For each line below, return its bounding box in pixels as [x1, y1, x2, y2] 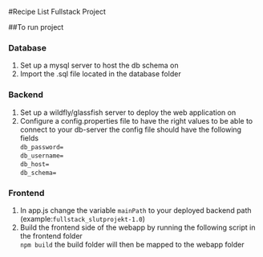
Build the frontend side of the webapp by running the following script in [19, 222, 256, 232]
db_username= [19, 152, 64, 160]
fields [19, 133, 38, 143]
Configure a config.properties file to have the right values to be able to [19, 116, 253, 125]
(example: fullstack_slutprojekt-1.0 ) [19, 214, 146, 223]
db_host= [19, 160, 50, 168]
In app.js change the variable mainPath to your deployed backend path [19, 205, 252, 215]
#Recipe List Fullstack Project [8, 7, 106, 16]
